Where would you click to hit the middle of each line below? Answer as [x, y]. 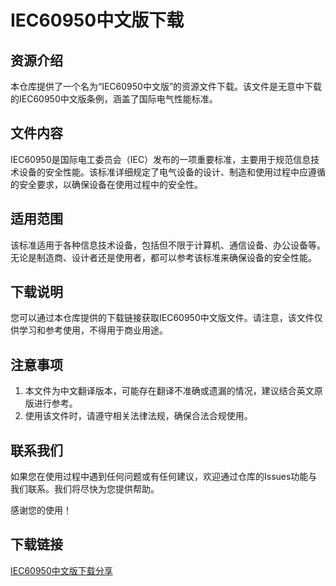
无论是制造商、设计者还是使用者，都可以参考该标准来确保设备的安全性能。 [163, 257]
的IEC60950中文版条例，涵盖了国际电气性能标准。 [114, 99]
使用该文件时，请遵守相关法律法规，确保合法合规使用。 [138, 416]
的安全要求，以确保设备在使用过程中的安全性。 [106, 184]
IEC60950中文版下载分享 [61, 570]
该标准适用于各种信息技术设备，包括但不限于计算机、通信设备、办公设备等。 [168, 245]
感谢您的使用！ [41, 510]
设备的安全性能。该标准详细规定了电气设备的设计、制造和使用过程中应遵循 [172, 172]
